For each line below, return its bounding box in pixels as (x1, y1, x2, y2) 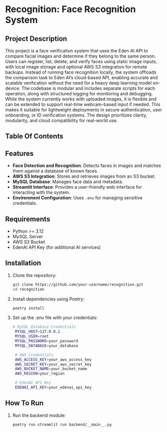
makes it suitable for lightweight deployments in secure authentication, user (5, 107, 162, 113)
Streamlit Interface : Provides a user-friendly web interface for (12, 184, 142, 190)
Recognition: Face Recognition (5, 4, 136, 15)
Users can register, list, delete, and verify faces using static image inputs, (5, 59, 157, 64)
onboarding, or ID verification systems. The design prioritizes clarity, (5, 112, 147, 118)
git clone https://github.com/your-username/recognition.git (12, 282, 144, 287)
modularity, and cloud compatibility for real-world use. (5, 118, 118, 123)
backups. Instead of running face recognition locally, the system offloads (5, 69, 157, 75)
